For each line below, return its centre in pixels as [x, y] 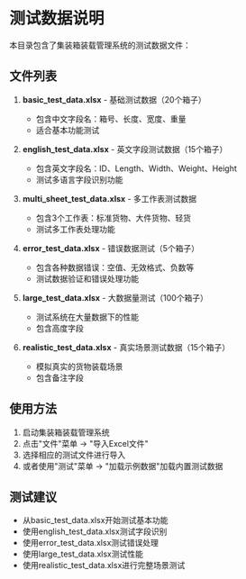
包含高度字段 [59, 328]
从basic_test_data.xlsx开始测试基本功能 [95, 520]
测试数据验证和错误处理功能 [87, 278]
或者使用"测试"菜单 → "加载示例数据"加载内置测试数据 [123, 466]
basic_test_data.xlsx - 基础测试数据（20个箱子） [114, 99]
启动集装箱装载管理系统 [66, 432]
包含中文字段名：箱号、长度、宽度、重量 [111, 119]
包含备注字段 [59, 377]
